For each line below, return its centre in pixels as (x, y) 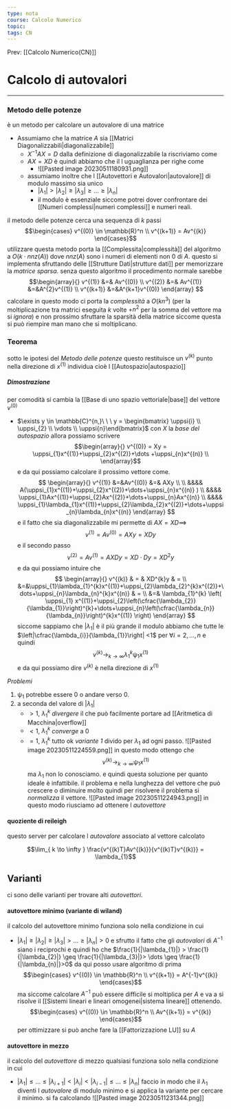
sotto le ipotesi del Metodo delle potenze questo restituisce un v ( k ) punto (110, 357)
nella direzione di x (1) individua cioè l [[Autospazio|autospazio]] (96, 366)
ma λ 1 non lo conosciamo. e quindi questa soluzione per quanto (118, 775)
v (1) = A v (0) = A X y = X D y (120, 534)
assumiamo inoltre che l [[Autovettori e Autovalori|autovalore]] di (119, 176)
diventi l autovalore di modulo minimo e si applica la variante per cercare (120, 1090)
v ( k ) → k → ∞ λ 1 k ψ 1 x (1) (121, 655)
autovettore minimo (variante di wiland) (65, 911)
